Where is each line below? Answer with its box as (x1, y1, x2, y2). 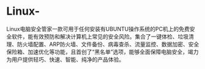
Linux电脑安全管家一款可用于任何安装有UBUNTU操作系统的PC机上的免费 (6, 25, 190, 32)
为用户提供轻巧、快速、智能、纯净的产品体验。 (6, 56, 124, 63)
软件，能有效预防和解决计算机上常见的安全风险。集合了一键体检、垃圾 (11, 32, 188, 40)
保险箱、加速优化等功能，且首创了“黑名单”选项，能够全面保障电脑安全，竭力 (6, 48, 199, 56)
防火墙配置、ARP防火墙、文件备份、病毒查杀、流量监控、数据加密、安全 (17, 40, 199, 48)
